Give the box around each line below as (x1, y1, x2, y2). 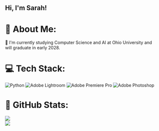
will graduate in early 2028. (5, 45, 60, 51)
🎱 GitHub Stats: (5, 100, 68, 110)
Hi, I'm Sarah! (5, 4, 47, 12)
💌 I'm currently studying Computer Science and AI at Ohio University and (5, 40, 153, 45)
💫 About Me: (5, 23, 57, 35)
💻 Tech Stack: (5, 63, 66, 74)
